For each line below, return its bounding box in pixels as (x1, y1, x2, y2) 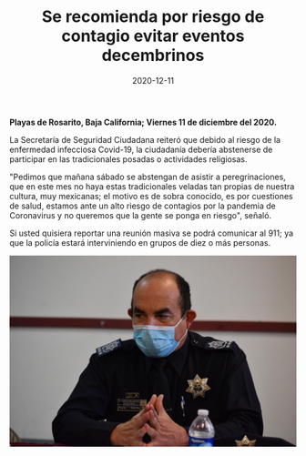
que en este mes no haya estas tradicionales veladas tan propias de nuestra (9, 180, 295, 192)
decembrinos (101, 46, 205, 66)
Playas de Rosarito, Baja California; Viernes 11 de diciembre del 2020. (9, 117, 278, 127)
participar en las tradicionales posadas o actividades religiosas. (9, 153, 248, 165)
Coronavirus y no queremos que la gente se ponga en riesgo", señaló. (9, 209, 271, 220)
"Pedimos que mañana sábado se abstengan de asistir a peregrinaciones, (9, 171, 287, 182)
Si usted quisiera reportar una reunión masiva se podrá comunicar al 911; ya (9, 228, 294, 238)
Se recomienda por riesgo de (41, 6, 265, 27)
